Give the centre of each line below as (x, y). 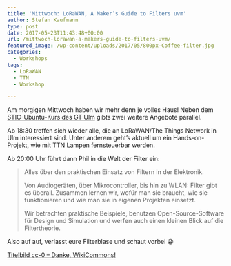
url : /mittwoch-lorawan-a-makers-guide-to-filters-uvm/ (89, 39)
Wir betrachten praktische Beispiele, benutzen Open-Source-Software (124, 213)
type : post (23, 26)
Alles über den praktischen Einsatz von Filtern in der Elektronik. (114, 172)
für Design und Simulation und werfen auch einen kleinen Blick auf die (124, 221)
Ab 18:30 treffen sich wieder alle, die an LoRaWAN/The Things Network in (112, 131)
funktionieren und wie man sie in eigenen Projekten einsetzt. (110, 200)
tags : (15, 65)
